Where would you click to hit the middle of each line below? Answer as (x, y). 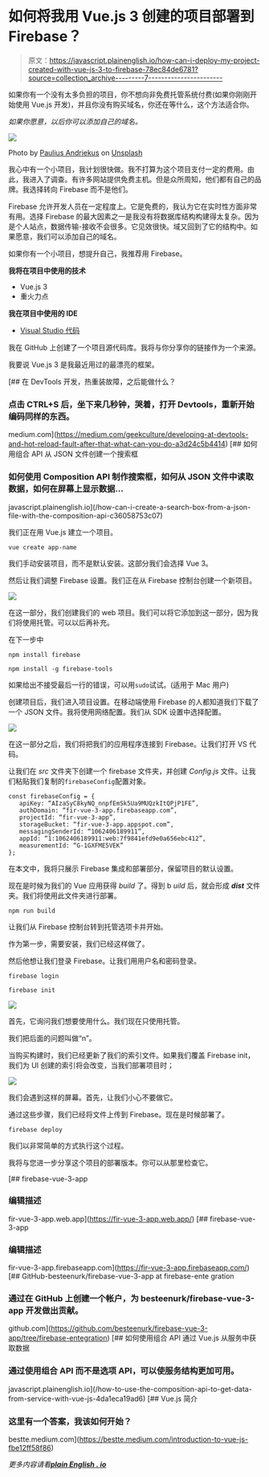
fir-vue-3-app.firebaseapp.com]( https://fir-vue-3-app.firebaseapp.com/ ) (129, 1268)
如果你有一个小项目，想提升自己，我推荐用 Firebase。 (98, 253)
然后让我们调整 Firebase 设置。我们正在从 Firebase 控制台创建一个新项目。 (132, 580)
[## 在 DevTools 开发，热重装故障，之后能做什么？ (92, 381)
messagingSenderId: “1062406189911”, (82, 831)
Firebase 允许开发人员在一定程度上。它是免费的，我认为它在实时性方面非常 (132, 206)
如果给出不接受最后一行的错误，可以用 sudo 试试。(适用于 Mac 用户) (119, 684)
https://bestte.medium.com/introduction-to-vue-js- (164, 1439)
